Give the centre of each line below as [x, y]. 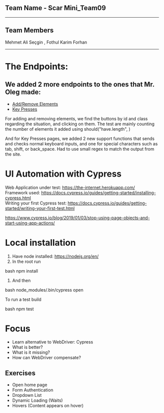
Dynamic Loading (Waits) [37, 400]
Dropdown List [27, 395]
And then [21, 280]
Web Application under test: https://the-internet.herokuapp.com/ [70, 187]
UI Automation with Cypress [63, 174]
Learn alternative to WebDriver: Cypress [53, 342]
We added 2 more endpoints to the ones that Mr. [80, 84]
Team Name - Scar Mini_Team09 [56, 8]
